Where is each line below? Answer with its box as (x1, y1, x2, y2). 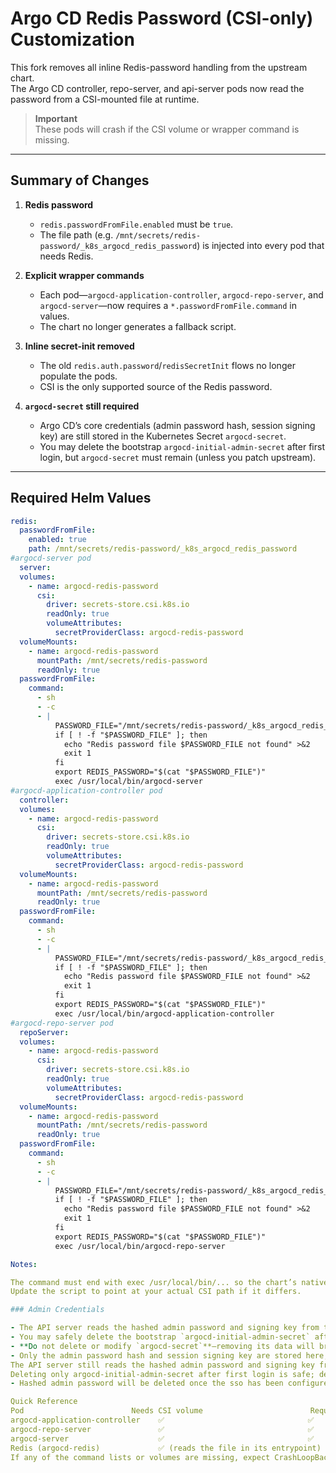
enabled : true (28, 535, 87, 545)
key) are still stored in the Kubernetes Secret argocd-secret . (39, 430, 287, 442)
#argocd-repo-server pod (10, 1018, 114, 1028)
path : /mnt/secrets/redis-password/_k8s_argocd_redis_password (28, 544, 298, 554)
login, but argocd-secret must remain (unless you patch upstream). (39, 451, 317, 463)
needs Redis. (39, 250, 94, 262)
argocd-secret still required (24, 400, 140, 412)
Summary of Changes (10, 172, 150, 189)
